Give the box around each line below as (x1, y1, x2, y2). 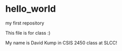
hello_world (5, 3, 56, 15)
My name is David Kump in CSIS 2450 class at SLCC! (5, 39, 117, 46)
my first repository (5, 20, 45, 26)
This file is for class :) (5, 30, 51, 36)
